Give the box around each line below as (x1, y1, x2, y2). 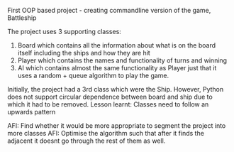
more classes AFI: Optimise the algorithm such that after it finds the (7, 129, 204, 137)
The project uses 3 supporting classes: (7, 28, 122, 36)
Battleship (7, 13, 37, 22)
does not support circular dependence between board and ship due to (7, 92, 213, 101)
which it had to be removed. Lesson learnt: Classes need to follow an (7, 100, 209, 109)
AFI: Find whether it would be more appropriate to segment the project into (7, 121, 226, 130)
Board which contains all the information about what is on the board (17, 41, 216, 49)
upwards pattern (7, 108, 56, 116)
